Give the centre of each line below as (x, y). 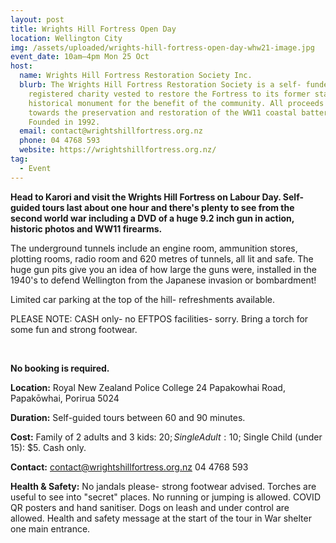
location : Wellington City (66, 38)
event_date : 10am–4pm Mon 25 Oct (80, 57)
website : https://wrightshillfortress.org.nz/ (118, 150)
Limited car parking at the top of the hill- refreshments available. (143, 299)
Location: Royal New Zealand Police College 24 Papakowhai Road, (148, 387)
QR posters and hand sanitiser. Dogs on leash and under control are (150, 507)
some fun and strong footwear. (74, 329)
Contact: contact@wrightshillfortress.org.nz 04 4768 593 (129, 467)
